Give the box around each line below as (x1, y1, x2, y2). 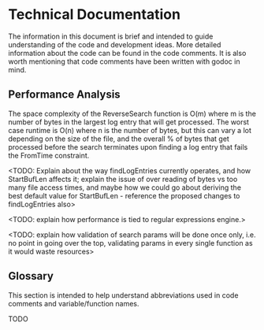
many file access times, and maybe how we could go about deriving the (8, 183, 242, 192)
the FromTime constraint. (8, 150, 90, 160)
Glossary (8, 269, 54, 283)
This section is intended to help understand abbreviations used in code (8, 290, 239, 300)
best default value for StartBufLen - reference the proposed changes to (8, 191, 240, 200)
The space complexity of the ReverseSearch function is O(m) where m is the (8, 109, 256, 118)
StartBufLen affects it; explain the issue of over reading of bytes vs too (8, 174, 238, 184)
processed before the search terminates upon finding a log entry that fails (8, 142, 248, 151)
